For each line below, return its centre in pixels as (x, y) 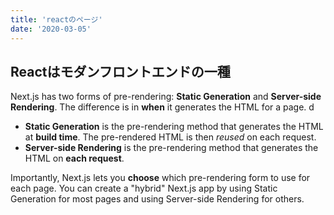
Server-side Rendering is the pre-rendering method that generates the (171, 148)
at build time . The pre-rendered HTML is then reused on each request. (170, 137)
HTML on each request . (74, 158)
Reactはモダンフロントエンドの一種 (120, 71)
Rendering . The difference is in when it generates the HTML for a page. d (162, 107)
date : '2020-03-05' (51, 29)
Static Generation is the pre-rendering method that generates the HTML (174, 127)
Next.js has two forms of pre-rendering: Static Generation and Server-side (166, 97)
